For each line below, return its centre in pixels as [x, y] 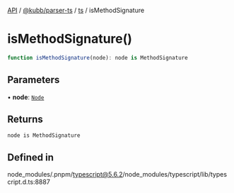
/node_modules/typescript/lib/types [175, 175]
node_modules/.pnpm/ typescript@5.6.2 [65, 175]
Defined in [31, 157]
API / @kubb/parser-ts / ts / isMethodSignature [76, 10]
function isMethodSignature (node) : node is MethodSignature [98, 57]
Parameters [34, 80]
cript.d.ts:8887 [29, 182]
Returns [25, 120]
